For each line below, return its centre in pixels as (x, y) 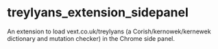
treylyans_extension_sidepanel (98, 13)
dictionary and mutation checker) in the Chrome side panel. (91, 38)
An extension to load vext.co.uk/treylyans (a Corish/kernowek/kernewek (109, 31)
